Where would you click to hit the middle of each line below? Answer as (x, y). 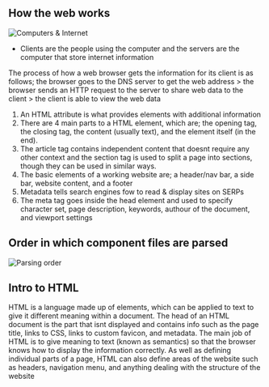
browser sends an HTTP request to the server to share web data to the (126, 90)
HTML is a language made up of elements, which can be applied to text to (131, 308)
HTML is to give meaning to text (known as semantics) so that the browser (132, 342)
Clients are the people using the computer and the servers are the (130, 49)
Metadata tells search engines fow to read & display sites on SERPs (132, 191)
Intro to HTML (44, 288)
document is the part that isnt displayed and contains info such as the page (134, 325)
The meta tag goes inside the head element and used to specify (126, 200)
